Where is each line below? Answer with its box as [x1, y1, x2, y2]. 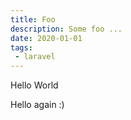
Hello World [10, 79, 59, 91]
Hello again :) [10, 99, 65, 111]
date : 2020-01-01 [10, 33, 83, 43]
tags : [10, 42, 33, 53]
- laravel [14, 52, 56, 62]
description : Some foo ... [10, 24, 123, 34]
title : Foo [10, 14, 56, 25]
